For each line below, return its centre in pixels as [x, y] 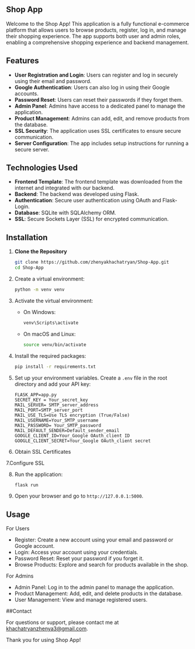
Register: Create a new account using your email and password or [94, 540]
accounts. [27, 94]
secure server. [32, 149]
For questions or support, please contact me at [62, 623]
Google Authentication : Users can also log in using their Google [92, 87]
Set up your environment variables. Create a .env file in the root [91, 378]
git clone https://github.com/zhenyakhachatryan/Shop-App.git [92, 263]
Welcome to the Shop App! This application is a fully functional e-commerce [98, 23]
